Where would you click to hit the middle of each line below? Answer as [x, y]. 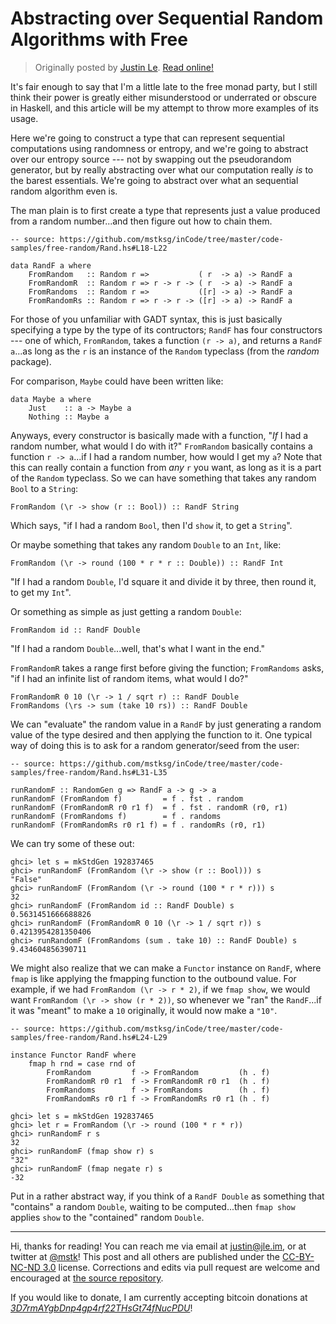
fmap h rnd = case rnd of [82, 1063]
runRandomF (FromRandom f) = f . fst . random [127, 798]
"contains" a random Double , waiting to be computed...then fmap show [153, 1206]
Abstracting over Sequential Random [167, 18]
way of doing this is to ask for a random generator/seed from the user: [155, 745]
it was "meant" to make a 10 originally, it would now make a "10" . [144, 1010]
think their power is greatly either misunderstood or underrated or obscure [163, 97]
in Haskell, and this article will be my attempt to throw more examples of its [164, 108]
